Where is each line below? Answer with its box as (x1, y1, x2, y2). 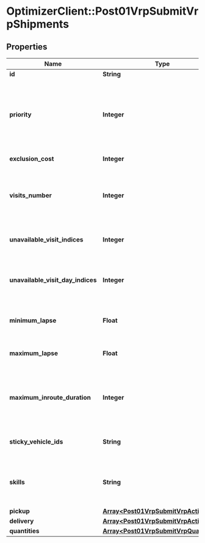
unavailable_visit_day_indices (9, 276, 97, 284)
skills (9, 478, 26, 486)
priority (9, 110, 32, 118)
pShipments (6, 17, 70, 31)
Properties (6, 41, 48, 52)
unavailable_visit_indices (9, 236, 84, 243)
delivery (9, 517, 34, 525)
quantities (9, 527, 40, 535)
